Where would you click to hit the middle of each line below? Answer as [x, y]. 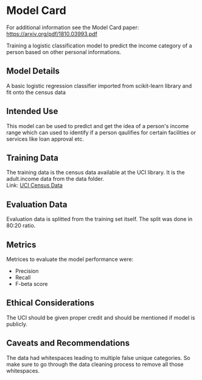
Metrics [21, 244]
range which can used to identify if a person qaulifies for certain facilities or [101, 132]
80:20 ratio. [21, 226]
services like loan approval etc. [45, 139]
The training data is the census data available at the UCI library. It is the [96, 172]
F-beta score [31, 284]
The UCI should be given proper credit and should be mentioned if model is [101, 317]
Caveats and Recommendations [68, 343]
